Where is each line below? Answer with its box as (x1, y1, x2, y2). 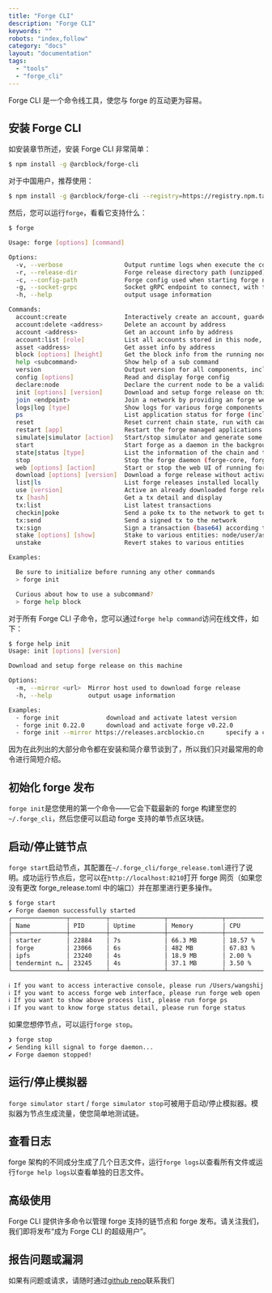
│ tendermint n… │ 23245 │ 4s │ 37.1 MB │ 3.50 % (8, 959, 252, 968)
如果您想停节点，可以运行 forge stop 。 (8, 1019, 138, 1029)
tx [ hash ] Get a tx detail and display (15, 494, 223, 502)
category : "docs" (8, 42, 67, 50)
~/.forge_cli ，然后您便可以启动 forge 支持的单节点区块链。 (8, 814, 209, 823)
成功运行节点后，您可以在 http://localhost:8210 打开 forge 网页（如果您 (22, 872, 263, 883)
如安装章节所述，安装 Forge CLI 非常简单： (8, 144, 151, 154)
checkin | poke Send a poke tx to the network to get (15, 508, 255, 517)
